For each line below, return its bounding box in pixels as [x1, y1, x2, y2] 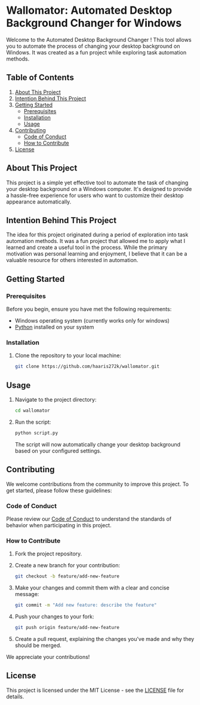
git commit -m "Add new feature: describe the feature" [14, 602, 157, 608]
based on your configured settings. [14, 447, 101, 454]
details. [6, 692, 24, 700]
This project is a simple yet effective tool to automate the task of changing [6, 179, 189, 186]
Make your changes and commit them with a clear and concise [14, 584, 170, 591]
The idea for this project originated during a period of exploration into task [6, 231, 189, 238]
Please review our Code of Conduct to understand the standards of [6, 515, 172, 522]
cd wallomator [14, 408, 50, 414]
